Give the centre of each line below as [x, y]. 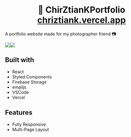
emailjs [19, 87]
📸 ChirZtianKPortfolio [82, 10]
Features [19, 113]
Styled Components [32, 76]
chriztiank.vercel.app [82, 20]
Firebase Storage [29, 82]
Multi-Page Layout [31, 129]
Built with [20, 60]
